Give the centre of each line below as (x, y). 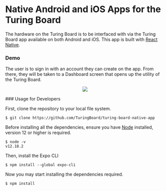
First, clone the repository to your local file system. (58, 109)
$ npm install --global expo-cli (40, 165)
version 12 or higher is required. (38, 133)
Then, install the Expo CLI (32, 156)
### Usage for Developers (33, 99)
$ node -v (16, 142)
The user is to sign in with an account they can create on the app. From (79, 69)
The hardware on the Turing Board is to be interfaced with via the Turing (80, 34)
